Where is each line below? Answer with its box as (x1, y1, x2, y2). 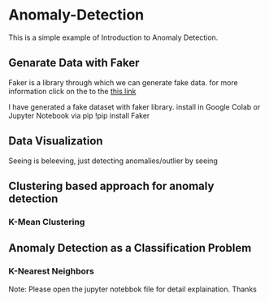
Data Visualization (8, 134, 103, 148)
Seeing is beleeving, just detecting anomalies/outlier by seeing (8, 156, 218, 166)
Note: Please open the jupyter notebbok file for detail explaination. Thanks (8, 284, 258, 294)
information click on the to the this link (8, 86, 137, 96)
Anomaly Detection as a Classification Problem (8, 241, 252, 255)
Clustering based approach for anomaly (8, 179, 215, 192)
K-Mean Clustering (8, 216, 85, 227)
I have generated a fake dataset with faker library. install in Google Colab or (8, 101, 261, 111)
